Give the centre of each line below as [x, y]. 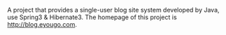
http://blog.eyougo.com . [42, 24]
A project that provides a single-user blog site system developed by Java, [113, 10]
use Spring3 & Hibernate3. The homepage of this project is [92, 17]
